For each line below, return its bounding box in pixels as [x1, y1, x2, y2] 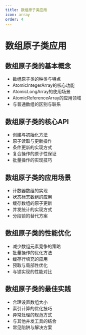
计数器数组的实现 [12, 188, 48, 193]
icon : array [5, 12, 30, 17]
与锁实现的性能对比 [12, 268, 52, 274]
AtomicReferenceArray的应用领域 [12, 95, 81, 101]
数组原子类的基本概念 [5, 62, 71, 70]
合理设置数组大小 [12, 299, 48, 305]
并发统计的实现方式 [12, 206, 52, 212]
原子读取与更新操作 [12, 138, 52, 144]
